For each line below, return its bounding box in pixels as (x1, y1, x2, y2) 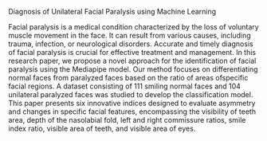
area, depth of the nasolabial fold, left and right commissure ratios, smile (8, 116, 246, 124)
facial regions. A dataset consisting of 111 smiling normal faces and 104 (8, 81, 241, 91)
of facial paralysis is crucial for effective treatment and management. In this (8, 48, 257, 57)
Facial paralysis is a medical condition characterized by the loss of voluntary (8, 22, 259, 31)
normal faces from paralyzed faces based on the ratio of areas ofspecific (8, 73, 249, 82)
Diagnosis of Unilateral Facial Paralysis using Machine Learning (8, 7, 217, 16)
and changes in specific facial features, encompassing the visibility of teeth (8, 107, 257, 116)
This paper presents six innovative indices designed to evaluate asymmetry (8, 99, 256, 108)
